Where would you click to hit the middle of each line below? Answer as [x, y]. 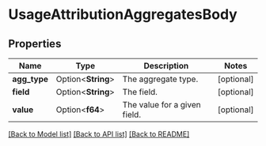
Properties [35, 44]
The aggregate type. [160, 79]
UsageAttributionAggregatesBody [123, 15]
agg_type [30, 79]
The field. [140, 92]
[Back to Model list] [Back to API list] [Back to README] [99, 134]
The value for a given [161, 105]
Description [166, 66]
